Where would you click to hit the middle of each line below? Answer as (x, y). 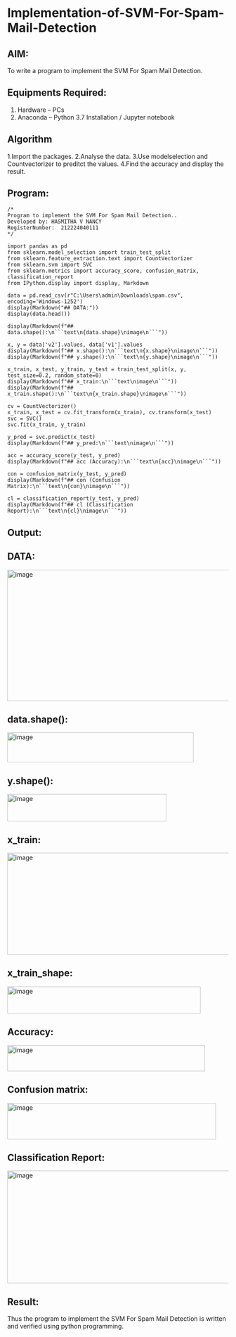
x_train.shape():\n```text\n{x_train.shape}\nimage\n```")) (97, 394)
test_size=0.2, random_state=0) (54, 376)
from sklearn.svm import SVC (50, 265)
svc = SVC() (25, 419)
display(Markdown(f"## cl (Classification (70, 505)
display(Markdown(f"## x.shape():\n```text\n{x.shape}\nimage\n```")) (113, 351)
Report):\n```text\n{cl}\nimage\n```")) (67, 511)
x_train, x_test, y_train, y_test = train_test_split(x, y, (97, 370)
